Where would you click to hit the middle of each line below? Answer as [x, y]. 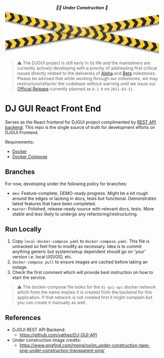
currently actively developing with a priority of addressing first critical [87, 68]
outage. [20, 267]
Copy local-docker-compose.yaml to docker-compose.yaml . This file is [81, 241]
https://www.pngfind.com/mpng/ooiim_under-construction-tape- [85, 345]
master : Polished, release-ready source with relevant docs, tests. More [83, 209]
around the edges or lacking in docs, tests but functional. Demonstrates [84, 198]
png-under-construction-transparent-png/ [62, 350]
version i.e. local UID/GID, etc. [42, 256]
